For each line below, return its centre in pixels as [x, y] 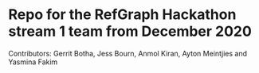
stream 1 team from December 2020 [130, 31]
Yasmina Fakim [33, 62]
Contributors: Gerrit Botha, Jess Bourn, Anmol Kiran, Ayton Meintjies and [128, 53]
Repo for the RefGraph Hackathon [122, 15]
